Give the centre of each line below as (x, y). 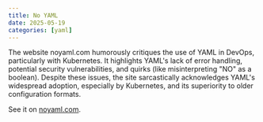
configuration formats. (45, 94)
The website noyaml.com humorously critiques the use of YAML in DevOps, (131, 53)
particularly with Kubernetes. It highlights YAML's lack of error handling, (126, 61)
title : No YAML (33, 15)
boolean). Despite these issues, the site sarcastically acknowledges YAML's (132, 78)
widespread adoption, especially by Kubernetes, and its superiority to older (131, 86)
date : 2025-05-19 (37, 23)
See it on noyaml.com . (45, 109)
